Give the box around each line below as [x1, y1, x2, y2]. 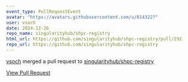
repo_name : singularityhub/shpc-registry [6, 31, 111, 37]
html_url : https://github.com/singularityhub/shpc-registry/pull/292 [6, 36, 183, 42]
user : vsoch [6, 19, 36, 25]
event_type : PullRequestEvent [6, 8, 82, 15]
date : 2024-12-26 [6, 25, 49, 31]
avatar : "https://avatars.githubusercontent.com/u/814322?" [6, 14, 159, 20]
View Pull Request [6, 69, 51, 76]
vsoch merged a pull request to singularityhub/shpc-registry [6, 57, 154, 65]
